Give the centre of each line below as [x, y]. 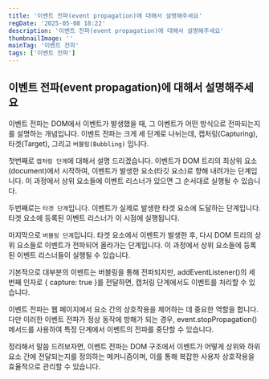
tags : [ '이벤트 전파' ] [42, 53]
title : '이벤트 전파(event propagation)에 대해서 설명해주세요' [106, 16]
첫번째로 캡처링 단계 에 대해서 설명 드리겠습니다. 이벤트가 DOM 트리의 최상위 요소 [133, 161]
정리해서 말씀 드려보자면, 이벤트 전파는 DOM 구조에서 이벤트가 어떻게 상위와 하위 [134, 346]
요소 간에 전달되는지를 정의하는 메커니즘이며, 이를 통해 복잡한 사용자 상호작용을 [132, 356]
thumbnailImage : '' [41, 38]
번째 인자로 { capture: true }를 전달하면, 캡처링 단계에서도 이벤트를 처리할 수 [128, 282]
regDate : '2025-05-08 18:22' [57, 23]
